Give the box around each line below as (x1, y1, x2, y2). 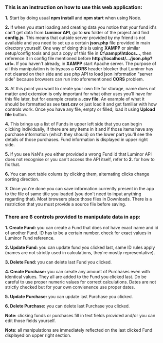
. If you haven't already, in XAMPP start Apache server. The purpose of (13, 61, 157, 67)
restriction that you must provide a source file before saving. (5, 202, 127, 207)
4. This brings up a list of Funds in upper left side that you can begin (5, 121, 142, 127)
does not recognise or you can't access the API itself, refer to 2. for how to (5, 157, 155, 162)
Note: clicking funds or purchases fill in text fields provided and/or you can (5, 312, 156, 318)
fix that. (5, 161, 20, 167)
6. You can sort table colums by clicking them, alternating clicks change (5, 171, 149, 177)
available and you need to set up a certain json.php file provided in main (5, 40, 150, 46)
